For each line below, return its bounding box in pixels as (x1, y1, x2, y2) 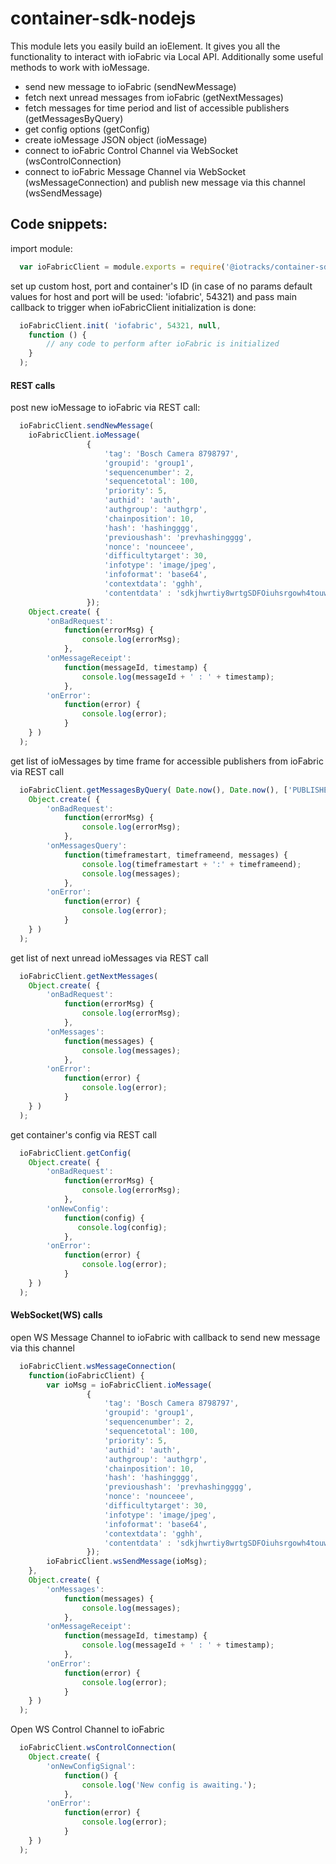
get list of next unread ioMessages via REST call (10, 952, 209, 964)
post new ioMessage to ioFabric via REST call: (10, 402, 201, 414)
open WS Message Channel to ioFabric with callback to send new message (10, 1331, 321, 1343)
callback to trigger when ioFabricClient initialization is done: (10, 301, 257, 313)
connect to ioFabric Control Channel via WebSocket (24, 144, 239, 156)
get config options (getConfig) (24, 123, 151, 135)
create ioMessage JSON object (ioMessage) (24, 133, 208, 146)
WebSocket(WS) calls (10, 1309, 103, 1321)
